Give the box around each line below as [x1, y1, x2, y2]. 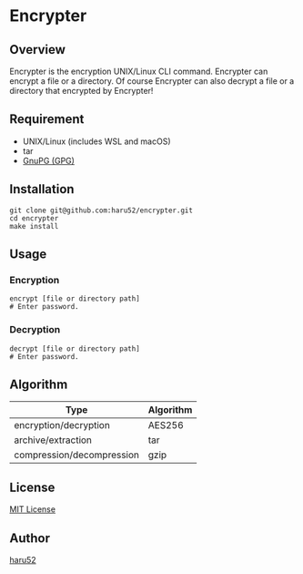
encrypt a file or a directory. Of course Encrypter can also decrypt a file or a [9, 76, 295, 87]
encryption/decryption [14, 419, 111, 432]
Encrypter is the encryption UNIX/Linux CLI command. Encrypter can [9, 66, 268, 77]
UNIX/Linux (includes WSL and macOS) [22, 136, 171, 147]
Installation [9, 181, 75, 197]
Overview [9, 42, 66, 57]
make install [9, 221, 59, 231]
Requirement [9, 111, 85, 128]
